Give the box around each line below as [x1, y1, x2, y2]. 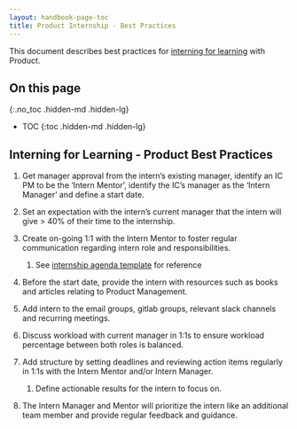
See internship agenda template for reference [35, 260, 202, 270]
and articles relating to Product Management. [21, 286, 188, 297]
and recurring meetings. [21, 313, 111, 324]
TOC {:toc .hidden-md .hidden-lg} [21, 121, 146, 132]
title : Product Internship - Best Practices [9, 21, 176, 30]
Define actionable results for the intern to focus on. [35, 383, 222, 394]
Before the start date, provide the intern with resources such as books [21, 277, 278, 288]
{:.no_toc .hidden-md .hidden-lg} [9, 104, 130, 115]
